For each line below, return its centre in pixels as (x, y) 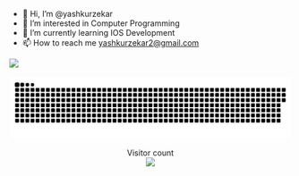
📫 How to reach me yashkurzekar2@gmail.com (111, 43)
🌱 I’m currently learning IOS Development (98, 33)
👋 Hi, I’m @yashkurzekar (68, 14)
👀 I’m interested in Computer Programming (101, 23)
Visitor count (150, 153)
